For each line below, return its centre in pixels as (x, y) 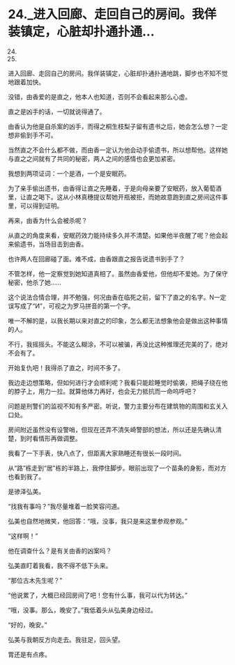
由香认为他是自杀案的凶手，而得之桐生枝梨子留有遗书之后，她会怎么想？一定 (118, 126)
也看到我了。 (26, 476)
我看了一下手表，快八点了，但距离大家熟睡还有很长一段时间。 (97, 453)
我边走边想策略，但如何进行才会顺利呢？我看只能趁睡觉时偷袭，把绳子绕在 (115, 382)
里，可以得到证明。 (36, 206)
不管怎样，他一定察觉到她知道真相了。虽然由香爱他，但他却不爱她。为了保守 (118, 273)
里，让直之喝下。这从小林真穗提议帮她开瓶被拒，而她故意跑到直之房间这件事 (118, 197)
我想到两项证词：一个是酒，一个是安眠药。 (69, 173)
